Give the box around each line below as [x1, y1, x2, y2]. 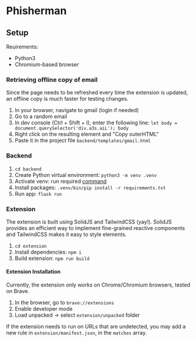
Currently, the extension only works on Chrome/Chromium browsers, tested [6, 281, 191, 288]
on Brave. [6, 288, 30, 295]
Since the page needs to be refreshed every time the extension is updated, [6, 89, 188, 96]
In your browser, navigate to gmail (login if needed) [14, 107, 139, 114]
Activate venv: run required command [14, 177, 107, 185]
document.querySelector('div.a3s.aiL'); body [14, 126, 129, 131]
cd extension [14, 243, 47, 249]
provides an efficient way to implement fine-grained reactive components [6, 224, 185, 231]
